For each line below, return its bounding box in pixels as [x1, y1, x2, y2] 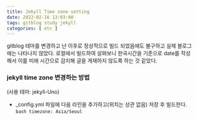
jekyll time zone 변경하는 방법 [7, 74, 90, 82]
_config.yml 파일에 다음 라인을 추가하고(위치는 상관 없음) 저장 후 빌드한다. [15, 100, 187, 108]
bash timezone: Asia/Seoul [15, 108, 83, 115]
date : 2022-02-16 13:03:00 [7, 14, 74, 20]
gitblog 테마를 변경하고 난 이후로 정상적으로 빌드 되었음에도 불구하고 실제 [7, 42, 176, 49]
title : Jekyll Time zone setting [7, 8, 90, 15]
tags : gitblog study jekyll [7, 20, 77, 26]
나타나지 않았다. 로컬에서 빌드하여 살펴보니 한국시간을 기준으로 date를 [17, 50, 180, 57]
